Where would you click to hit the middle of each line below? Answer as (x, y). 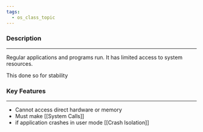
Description (24, 39)
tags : (13, 12)
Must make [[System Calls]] (50, 116)
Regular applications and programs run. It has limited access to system (95, 57)
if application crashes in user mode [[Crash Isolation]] (82, 123)
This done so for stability (37, 75)
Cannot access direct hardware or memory (69, 110)
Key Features (26, 91)
